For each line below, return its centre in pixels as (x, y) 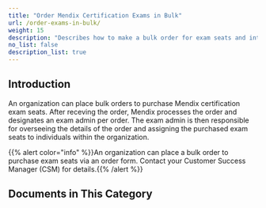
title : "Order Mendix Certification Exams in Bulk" (95, 15)
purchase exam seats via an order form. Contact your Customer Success (127, 161)
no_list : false (33, 45)
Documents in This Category (80, 194)
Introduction (40, 84)
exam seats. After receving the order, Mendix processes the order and (123, 112)
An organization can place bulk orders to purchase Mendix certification (124, 103)
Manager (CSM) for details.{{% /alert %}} (76, 169)
